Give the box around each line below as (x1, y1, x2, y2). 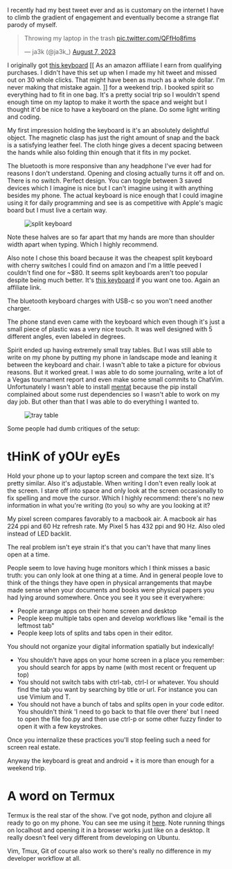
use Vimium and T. (17, 693, 71, 701)
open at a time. (7, 550, 50, 558)
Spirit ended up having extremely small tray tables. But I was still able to (7, 346, 213, 354)
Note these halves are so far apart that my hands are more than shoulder (7, 233, 215, 241)
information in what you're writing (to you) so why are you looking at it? (7, 501, 211, 509)
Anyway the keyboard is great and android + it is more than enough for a (7, 756, 215, 765)
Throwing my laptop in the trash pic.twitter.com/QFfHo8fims (24, 34, 196, 42)
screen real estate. (7, 743, 61, 751)
